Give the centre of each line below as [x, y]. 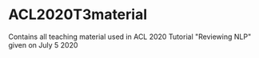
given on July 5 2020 [43, 44]
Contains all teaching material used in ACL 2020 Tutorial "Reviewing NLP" [130, 37]
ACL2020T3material [78, 15]
